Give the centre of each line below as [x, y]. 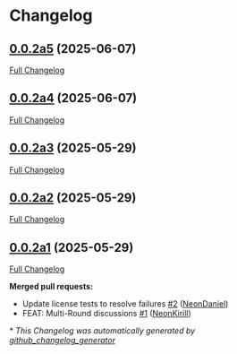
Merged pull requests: [51, 287]
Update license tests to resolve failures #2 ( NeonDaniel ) [125, 304]
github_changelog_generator [63, 341]
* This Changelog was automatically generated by [102, 331]
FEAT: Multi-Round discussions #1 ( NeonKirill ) [107, 314]
